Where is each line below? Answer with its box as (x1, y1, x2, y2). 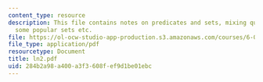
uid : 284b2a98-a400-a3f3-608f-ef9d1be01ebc (8, 62, 153, 70)
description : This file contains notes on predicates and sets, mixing (8, 19, 247, 27)
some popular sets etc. (15, 26, 92, 34)
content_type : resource (8, 11, 86, 20)
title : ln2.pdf (8, 55, 58, 63)
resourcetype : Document (8, 48, 86, 55)
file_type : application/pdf (8, 41, 100, 48)
